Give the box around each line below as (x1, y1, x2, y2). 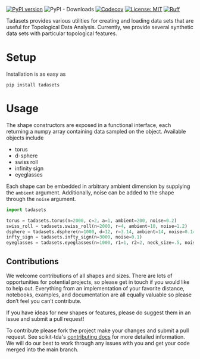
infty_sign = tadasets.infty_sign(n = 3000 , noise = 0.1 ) (6, 234, 143, 240)
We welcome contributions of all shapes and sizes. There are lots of (6, 272, 173, 279)
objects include (6, 134, 44, 141)
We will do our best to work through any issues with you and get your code (6, 339, 190, 346)
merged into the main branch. (6, 346, 79, 353)
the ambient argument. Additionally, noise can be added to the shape (6, 188, 174, 196)
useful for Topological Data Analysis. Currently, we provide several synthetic (6, 24, 193, 30)
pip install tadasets (6, 82, 60, 88)
